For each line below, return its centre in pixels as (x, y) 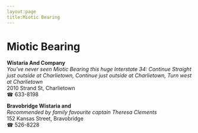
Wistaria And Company (36, 63)
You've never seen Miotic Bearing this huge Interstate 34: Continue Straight (99, 69)
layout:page (21, 12)
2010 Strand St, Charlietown (41, 88)
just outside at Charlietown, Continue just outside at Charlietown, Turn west (99, 75)
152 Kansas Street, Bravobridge (45, 119)
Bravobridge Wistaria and (39, 106)
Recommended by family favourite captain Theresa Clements (82, 112)
